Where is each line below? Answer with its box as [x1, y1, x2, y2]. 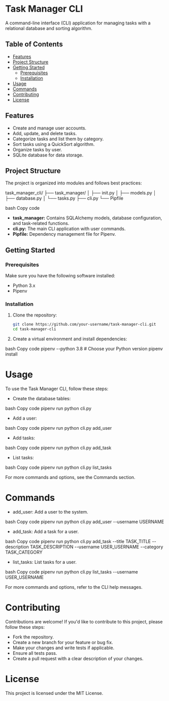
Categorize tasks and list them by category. [12, 136, 104, 142]
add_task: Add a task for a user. [12, 528, 79, 534]
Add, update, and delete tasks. [12, 130, 77, 136]
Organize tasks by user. [12, 146, 62, 152]
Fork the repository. [12, 633, 54, 640]
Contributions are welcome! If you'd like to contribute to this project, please [5, 618, 163, 625]
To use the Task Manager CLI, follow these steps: [5, 386, 109, 392]
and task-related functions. [12, 220, 70, 227]
